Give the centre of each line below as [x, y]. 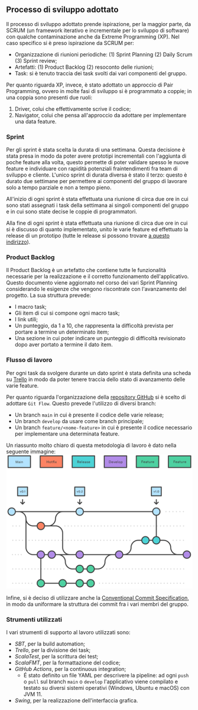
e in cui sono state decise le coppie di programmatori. [72, 212]
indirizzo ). [18, 242]
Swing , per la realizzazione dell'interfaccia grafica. [76, 701]
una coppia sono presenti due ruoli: [49, 97]
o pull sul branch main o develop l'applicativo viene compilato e [101, 682]
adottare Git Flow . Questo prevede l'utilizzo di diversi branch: [81, 403]
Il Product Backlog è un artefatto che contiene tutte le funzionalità [86, 270]
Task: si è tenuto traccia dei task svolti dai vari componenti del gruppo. [101, 73]
